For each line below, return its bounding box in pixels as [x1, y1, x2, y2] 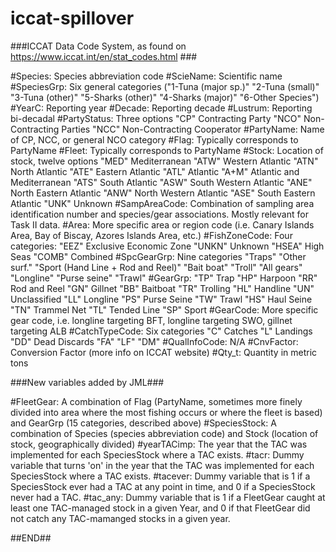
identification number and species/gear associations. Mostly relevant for [10, 208, 309, 220]
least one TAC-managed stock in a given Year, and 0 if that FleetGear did [10, 502, 311, 514]
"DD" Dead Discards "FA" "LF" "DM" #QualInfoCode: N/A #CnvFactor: [10, 335, 299, 347]
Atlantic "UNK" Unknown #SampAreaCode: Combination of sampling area [10, 197, 315, 209]
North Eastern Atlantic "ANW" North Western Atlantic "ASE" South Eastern [10, 187, 316, 199]
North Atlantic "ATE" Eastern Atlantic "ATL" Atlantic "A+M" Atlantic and [10, 165, 300, 177]
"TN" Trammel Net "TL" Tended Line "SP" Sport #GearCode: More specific [10, 303, 319, 316]
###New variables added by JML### [10, 376, 165, 388]
